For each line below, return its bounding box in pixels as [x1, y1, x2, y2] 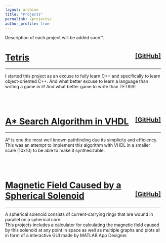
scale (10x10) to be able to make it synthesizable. [5, 147, 105, 154]
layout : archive [5, 7, 39, 12]
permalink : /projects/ [5, 16, 52, 21]
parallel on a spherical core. [5, 217, 62, 223]
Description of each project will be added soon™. [5, 35, 105, 41]
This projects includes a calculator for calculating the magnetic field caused [5, 222, 160, 228]
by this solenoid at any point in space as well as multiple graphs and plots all [5, 227, 161, 233]
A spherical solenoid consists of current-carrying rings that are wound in [5, 211, 153, 217]
